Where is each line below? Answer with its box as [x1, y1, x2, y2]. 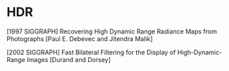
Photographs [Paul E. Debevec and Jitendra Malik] [6, 34, 153, 42]
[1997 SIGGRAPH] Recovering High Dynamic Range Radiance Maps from [6, 27, 218, 35]
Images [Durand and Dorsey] [26, 55, 111, 63]
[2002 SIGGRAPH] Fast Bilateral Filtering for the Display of [6, 48, 176, 56]
